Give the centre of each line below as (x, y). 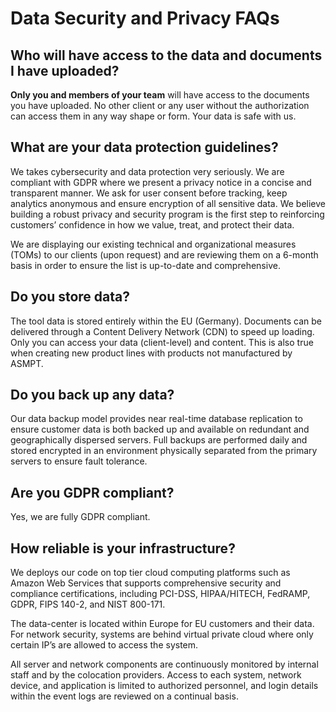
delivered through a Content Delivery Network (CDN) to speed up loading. (162, 331)
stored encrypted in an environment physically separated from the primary (164, 451)
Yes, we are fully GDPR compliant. (80, 517)
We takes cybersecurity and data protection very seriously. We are (147, 171)
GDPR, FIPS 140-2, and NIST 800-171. (88, 604)
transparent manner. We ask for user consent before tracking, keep (149, 193)
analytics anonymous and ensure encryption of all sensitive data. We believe (168, 203)
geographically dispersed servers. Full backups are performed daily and (159, 440)
